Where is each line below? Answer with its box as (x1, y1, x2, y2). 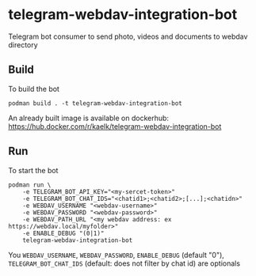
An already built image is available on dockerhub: (8, 113, 169, 123)
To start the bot (8, 165, 59, 175)
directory (8, 40, 38, 49)
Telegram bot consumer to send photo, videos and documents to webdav (8, 32, 248, 41)
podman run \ (8, 180, 52, 189)
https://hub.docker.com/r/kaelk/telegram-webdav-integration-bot (8, 121, 222, 131)
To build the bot (8, 84, 59, 93)
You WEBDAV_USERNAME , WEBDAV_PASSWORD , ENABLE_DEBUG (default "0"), (8, 250, 224, 259)
